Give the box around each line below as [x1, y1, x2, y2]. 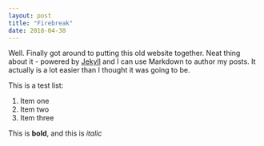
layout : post [8, 11, 52, 20]
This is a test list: [8, 81, 64, 90]
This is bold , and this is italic [8, 128, 102, 138]
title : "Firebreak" [8, 19, 74, 27]
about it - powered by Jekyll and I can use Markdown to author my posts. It [8, 57, 256, 66]
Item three [19, 113, 54, 123]
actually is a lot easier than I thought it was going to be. [8, 65, 190, 75]
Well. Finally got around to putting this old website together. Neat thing [8, 49, 241, 58]
